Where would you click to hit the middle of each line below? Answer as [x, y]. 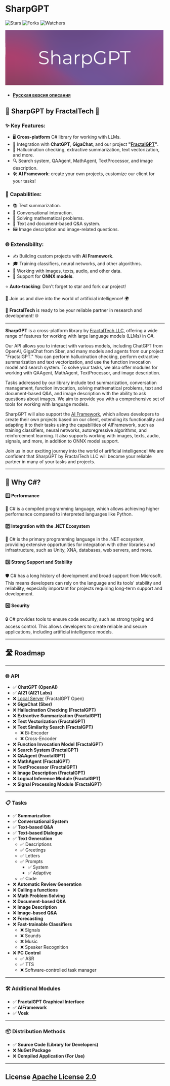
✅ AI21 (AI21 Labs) [32, 693]
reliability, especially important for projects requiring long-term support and [84, 588]
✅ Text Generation [32, 839]
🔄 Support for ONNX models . [43, 276]
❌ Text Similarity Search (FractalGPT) [53, 727]
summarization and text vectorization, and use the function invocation [78, 362]
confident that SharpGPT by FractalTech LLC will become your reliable [78, 456]
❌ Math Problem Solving [39, 896]
